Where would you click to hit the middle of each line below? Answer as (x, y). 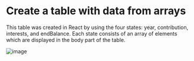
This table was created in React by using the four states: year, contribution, (97, 27)
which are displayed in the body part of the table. (66, 40)
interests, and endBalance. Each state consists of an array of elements (92, 33)
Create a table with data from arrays (96, 11)
